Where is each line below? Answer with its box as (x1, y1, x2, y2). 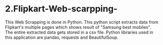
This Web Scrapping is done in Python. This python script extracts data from (5, 19, 159, 25)
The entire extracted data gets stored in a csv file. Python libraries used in (5, 29, 153, 35)
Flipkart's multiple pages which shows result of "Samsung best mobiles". (5, 24, 151, 30)
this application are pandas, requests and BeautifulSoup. (5, 34, 119, 40)
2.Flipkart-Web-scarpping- (5, 3, 118, 14)
